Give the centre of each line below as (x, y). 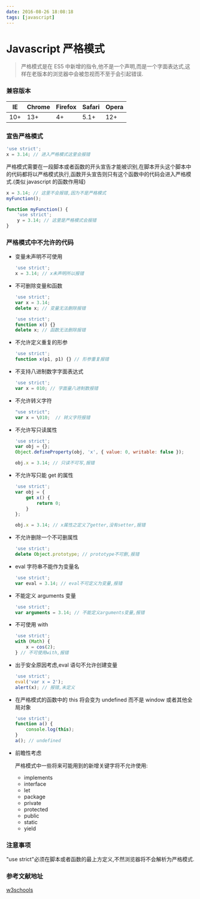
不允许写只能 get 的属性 (44, 475)
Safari (91, 107)
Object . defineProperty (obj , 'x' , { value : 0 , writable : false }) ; (99, 452)
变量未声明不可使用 (39, 257)
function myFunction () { (37, 209)
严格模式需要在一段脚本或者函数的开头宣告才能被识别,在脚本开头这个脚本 (96, 167)
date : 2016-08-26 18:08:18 (40, 12)
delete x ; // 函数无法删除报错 (50, 330)
